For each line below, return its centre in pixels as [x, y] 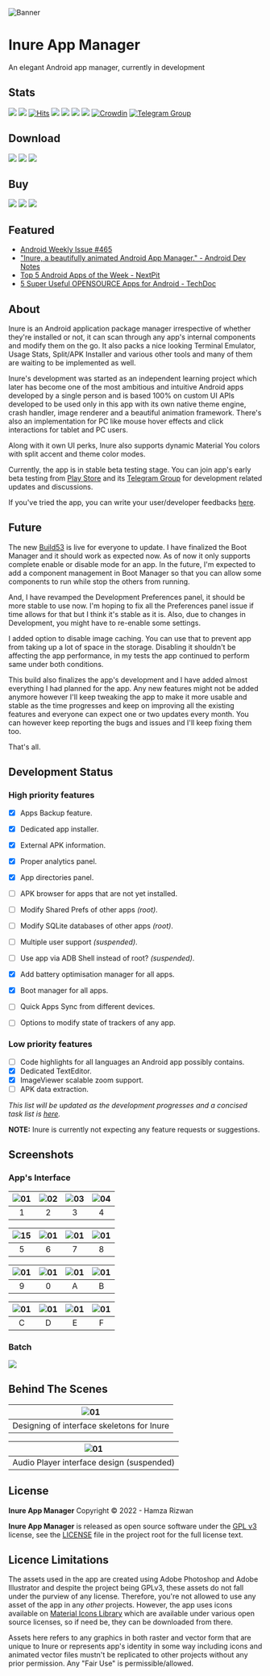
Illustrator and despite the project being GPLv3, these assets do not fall [126, 1588]
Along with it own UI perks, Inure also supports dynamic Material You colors [134, 445]
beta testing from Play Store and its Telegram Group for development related [135, 478]
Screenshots [41, 1155]
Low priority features [50, 1044]
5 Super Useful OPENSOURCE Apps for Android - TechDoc [118, 284]
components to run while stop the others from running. [100, 582]
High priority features [52, 795]
